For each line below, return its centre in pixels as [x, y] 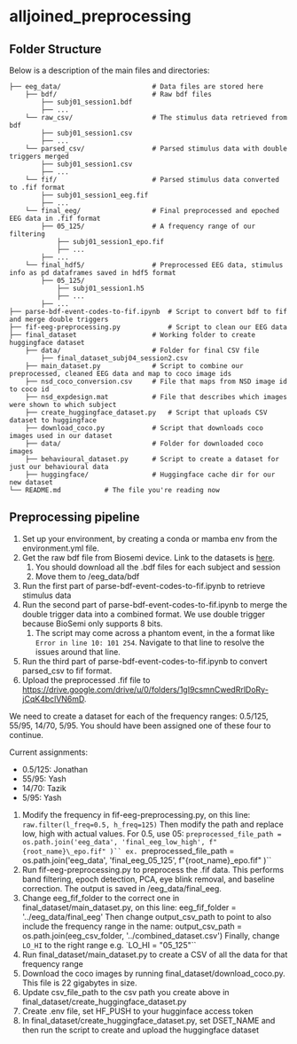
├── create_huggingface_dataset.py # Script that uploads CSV [146, 412]
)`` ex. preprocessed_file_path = [172, 851]
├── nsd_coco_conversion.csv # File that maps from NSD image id [156, 381]
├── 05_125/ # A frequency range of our [148, 226]
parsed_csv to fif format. [67, 671]
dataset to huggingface [53, 420]
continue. [27, 734]
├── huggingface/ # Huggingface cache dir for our [150, 475]
